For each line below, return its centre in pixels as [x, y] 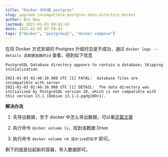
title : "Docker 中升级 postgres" [40, 10]
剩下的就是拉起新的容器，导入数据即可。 [48, 149]
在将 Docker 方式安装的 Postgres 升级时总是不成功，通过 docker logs [78, 49]
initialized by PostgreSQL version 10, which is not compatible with [81, 92]
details [14, 56]
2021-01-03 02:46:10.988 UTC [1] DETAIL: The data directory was [77, 87]
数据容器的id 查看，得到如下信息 [60, 55]
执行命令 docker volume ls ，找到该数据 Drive [60, 128]
